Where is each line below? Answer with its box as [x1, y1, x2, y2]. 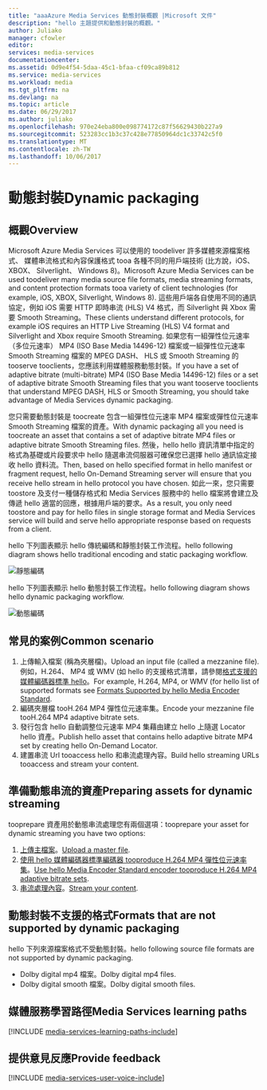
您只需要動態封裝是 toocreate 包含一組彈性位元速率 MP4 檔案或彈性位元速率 [8, 412, 259, 421]
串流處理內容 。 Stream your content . [19, 883, 139, 892]
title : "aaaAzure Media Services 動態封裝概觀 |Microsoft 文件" [8, 11, 217, 20]
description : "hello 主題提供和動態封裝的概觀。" [8, 19, 161, 27]
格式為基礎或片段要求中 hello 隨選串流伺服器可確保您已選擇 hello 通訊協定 [8, 450, 250, 460]
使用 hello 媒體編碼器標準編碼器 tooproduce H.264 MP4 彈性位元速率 [19, 854, 247, 865]
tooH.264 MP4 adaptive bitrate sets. [19, 712, 139, 722]
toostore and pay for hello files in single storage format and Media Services [8, 508, 256, 517]
